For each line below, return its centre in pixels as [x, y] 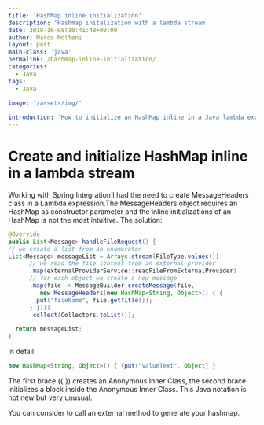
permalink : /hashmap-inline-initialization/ [82, 60]
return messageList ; [49, 329]
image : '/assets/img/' [45, 103]
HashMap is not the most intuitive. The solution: [85, 220]
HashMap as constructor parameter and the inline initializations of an [120, 211]
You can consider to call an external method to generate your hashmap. [124, 413]
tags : [17, 81]
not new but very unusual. [50, 397]
